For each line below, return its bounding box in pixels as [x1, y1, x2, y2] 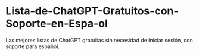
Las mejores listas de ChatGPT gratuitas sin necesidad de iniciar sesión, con [5, 36, 193, 43]
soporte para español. [5, 43, 60, 50]
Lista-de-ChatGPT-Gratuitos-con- [5, 4, 179, 18]
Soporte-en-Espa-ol [5, 17, 108, 30]
